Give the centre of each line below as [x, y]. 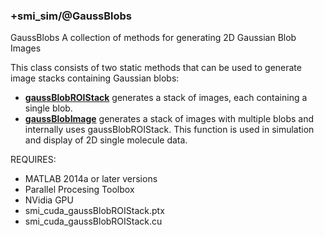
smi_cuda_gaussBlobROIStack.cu [93, 221]
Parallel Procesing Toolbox [79, 190]
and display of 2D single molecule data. [106, 140]
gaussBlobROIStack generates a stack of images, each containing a [166, 98]
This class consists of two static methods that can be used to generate [156, 68]
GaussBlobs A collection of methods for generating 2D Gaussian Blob [153, 38]
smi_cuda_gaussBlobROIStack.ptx [94, 211]
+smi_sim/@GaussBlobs [71, 16]
